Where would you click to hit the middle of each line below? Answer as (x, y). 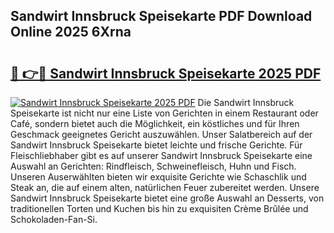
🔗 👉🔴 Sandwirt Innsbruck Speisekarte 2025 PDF (166, 73)
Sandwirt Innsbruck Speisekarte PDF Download (161, 16)
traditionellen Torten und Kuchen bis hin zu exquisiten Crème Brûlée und (159, 208)
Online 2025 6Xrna (71, 32)
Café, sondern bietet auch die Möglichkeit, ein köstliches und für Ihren (155, 123)
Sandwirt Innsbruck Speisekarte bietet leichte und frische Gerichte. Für (156, 145)
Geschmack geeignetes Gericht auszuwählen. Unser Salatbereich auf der (161, 134)
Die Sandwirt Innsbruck (246, 102)
